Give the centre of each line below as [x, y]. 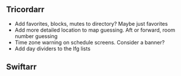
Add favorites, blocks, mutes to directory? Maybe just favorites [91, 23]
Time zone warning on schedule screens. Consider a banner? [90, 42]
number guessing [36, 36]
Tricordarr [25, 10]
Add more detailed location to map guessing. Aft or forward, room [95, 30]
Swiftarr [22, 67]
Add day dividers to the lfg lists [52, 49]
